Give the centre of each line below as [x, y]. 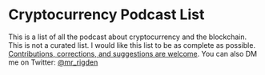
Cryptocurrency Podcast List [106, 15]
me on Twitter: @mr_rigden [53, 62]
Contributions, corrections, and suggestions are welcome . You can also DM [133, 53]
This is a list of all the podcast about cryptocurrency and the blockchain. [128, 37]
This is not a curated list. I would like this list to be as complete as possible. [132, 45]
